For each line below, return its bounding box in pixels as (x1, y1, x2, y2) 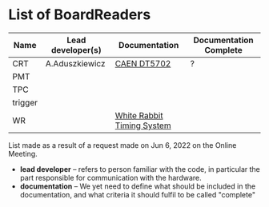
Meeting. (8, 149, 38, 158)
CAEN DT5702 (114, 58, 171, 69)
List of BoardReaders (8, 6, 151, 24)
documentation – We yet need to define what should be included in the (19, 181, 256, 191)
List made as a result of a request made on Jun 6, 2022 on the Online (8, 140, 237, 149)
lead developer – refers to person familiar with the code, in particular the (19, 164, 260, 173)
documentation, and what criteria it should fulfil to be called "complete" (19, 189, 256, 199)
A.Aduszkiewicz (45, 58, 106, 69)
